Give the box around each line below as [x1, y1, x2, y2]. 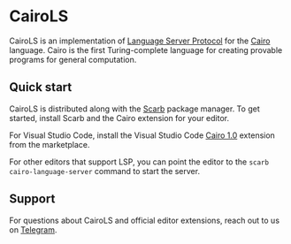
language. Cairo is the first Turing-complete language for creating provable [9, 44, 283, 55]
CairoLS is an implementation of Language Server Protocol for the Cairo [9, 35, 271, 46]
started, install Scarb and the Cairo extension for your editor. [9, 112, 230, 123]
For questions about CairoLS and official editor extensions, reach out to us [9, 215, 280, 225]
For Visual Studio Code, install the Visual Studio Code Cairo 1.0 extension [9, 130, 276, 141]
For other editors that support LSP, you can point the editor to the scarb [9, 156, 270, 167]
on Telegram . [9, 224, 57, 235]
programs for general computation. [9, 54, 137, 65]
